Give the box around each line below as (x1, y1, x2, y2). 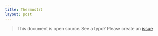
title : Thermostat (5, 7, 43, 12)
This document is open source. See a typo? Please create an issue (17, 25, 153, 31)
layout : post (5, 12, 32, 17)
